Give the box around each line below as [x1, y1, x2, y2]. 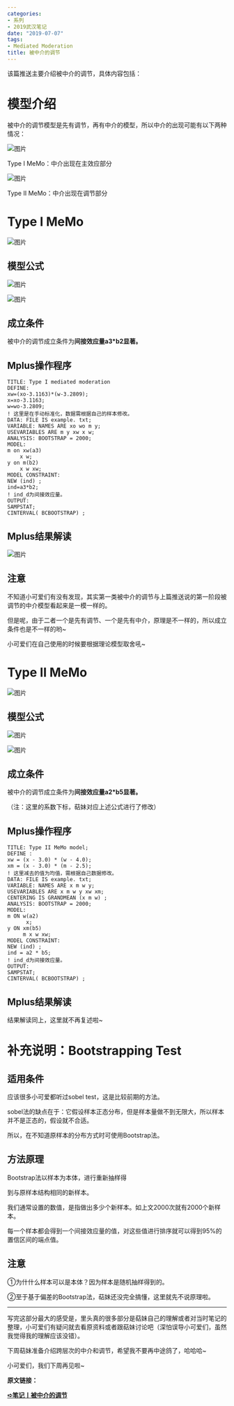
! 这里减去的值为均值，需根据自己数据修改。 [7, 870, 118, 877]
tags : [7, 36, 23, 43]
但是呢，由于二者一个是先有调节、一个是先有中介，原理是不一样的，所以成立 [7, 616, 227, 624]
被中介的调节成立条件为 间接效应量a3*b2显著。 [7, 337, 142, 346]
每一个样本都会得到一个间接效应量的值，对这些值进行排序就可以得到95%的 [7, 1226, 222, 1235]
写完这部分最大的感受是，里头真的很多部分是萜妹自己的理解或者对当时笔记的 [7, 1314, 227, 1322]
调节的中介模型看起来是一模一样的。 [7, 601, 111, 609]
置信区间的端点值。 [7, 1235, 63, 1244]
